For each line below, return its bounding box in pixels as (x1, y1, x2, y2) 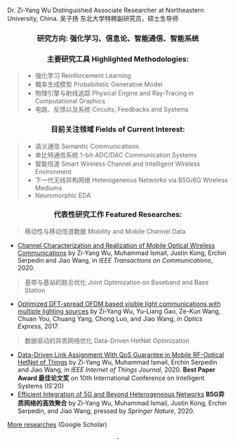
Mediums (34, 183, 62, 192)
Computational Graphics (34, 97, 105, 105)
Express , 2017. (17, 322, 60, 330)
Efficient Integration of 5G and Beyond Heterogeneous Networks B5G (17, 390, 219, 398)
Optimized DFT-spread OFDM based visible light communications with (17, 299, 221, 308)
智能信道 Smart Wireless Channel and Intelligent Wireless (34, 159, 201, 168)
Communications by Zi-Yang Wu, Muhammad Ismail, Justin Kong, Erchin (17, 249, 227, 257)
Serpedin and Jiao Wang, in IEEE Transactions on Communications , (17, 256, 213, 264)
